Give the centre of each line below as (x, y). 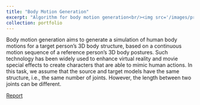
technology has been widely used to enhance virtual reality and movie (92, 59)
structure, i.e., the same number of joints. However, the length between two (99, 78)
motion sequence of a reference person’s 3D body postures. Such (87, 52)
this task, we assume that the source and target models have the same (93, 72)
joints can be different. (34, 84)
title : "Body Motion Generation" (48, 12)
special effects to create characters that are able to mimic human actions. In (99, 65)
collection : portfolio (34, 23)
